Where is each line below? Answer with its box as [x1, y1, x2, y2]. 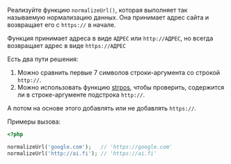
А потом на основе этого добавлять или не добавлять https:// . [7, 104, 197, 112]
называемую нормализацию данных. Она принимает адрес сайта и [7, 13, 209, 22]
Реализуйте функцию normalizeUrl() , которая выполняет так [7, 6, 188, 14]
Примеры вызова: [7, 117, 61, 126]
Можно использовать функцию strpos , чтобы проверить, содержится [17, 83, 225, 91]
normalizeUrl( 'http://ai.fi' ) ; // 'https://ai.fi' [7, 149, 157, 157]
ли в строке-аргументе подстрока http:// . [17, 90, 145, 99]
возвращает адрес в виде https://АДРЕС [7, 42, 127, 49]
